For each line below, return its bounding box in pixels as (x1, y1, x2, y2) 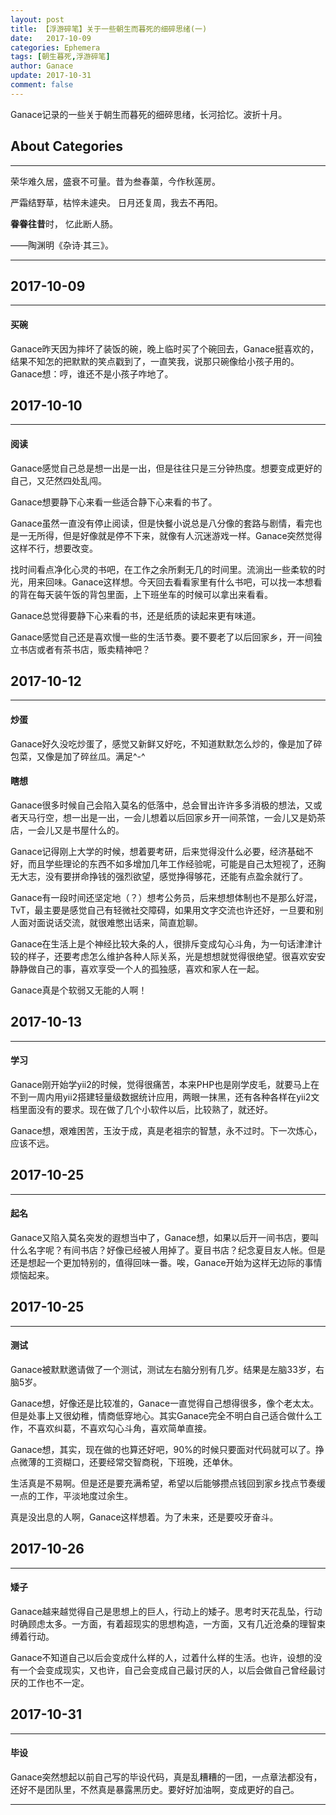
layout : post (10, 14, 65, 25)
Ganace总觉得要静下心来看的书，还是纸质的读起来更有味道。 (10, 609, 262, 621)
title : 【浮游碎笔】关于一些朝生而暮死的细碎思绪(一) (10, 24, 208, 34)
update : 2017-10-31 (10, 71, 92, 81)
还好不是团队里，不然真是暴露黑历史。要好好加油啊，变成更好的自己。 (10, 1783, 300, 1795)
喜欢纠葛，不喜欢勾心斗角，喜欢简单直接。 (36, 1422, 212, 1434)
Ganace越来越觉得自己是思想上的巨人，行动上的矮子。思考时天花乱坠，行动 (10, 1605, 323, 1617)
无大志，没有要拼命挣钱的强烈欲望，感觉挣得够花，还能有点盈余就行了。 (10, 870, 308, 882)
